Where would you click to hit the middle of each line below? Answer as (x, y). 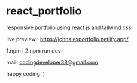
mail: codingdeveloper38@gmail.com (52, 62)
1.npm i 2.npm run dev (34, 50)
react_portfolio (44, 11)
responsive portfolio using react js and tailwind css (69, 27)
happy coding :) (26, 73)
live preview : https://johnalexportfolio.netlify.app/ (67, 39)
